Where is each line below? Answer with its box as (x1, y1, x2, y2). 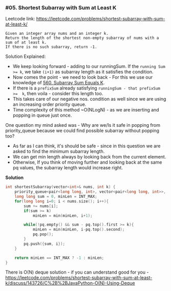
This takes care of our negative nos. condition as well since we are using (12, 96, 166, 102)
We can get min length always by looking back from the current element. (12, 154, 166, 160)
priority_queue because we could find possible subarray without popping (5, 127, 160, 134)
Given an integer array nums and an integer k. (5, 31, 109, 36)
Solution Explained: (5, 53, 46, 60)
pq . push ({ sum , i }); (24, 241, 66, 247)
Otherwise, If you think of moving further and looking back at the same (12, 159, 162, 165)
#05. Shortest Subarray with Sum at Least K (5, 4, 117, 11)
